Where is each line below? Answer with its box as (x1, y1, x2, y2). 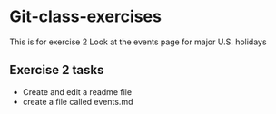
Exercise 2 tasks (9, 62, 104, 78)
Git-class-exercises (9, 6, 162, 27)
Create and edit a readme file (22, 86, 133, 97)
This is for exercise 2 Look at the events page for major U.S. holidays (9, 36, 267, 47)
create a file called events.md (22, 96, 133, 107)
